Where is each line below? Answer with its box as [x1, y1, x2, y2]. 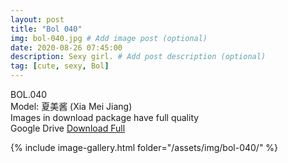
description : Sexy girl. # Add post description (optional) [10, 52, 267, 62]
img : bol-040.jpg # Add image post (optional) [10, 33, 208, 43]
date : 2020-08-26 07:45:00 [10, 42, 123, 53]
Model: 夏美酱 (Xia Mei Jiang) [10, 101, 133, 112]
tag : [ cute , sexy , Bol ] [10, 61, 110, 71]
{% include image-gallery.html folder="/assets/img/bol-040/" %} [10, 142, 279, 153]
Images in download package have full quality [10, 112, 200, 123]
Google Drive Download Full [10, 122, 126, 134]
